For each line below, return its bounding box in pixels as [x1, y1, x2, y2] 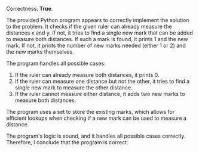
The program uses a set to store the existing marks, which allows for [6, 108, 175, 115]
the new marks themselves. [6, 48, 74, 55]
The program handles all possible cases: [6, 60, 106, 67]
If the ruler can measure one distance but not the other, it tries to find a [14, 77, 190, 85]
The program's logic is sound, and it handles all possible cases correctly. [6, 132, 186, 139]
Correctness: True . [6, 5, 53, 12]
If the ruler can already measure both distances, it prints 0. [14, 72, 160, 78]
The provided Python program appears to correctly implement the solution [6, 17, 189, 23]
